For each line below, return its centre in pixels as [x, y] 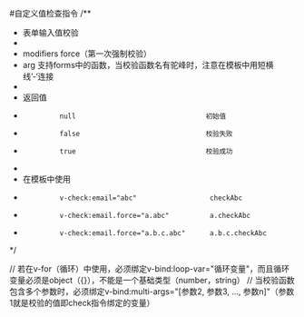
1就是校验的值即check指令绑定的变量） [82, 303]
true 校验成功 [146, 152]
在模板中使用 [46, 179]
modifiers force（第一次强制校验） [87, 54]
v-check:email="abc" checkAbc [151, 198]
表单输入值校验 [50, 33]
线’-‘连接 [38, 76]
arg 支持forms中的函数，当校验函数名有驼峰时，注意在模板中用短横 [148, 65]
